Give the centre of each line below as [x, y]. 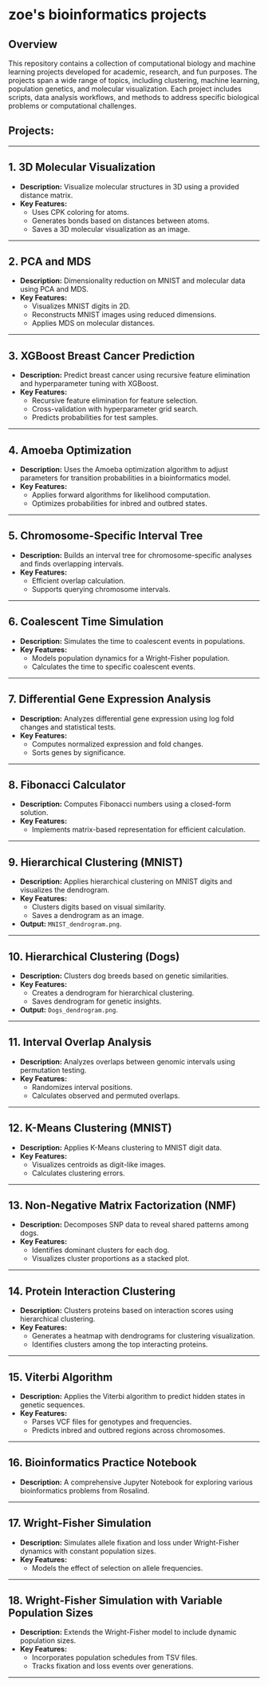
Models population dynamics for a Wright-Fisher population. [130, 658]
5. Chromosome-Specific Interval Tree [106, 536]
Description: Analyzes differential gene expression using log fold [127, 718]
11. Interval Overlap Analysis [80, 1042]
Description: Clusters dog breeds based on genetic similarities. [124, 976]
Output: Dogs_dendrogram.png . [69, 1009]
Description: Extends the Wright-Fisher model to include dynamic [128, 1632]
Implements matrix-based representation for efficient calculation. [138, 829]
